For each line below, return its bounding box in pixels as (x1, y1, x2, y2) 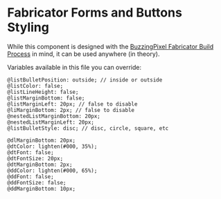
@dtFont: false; (7, 149, 54, 156)
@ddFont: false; (7, 173, 54, 180)
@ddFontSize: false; (7, 179, 67, 186)
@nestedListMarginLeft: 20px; (7, 119, 95, 126)
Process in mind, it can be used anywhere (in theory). (7, 50, 160, 58)
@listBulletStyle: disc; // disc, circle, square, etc (7, 124, 169, 132)
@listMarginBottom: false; (7, 95, 85, 102)
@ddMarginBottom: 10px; (7, 185, 76, 192)
